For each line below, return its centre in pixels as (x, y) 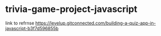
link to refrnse (20, 23)
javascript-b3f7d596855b (32, 28)
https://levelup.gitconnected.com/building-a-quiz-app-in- (95, 23)
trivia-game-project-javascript (71, 9)
